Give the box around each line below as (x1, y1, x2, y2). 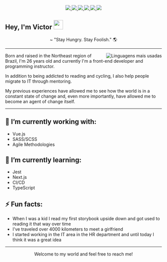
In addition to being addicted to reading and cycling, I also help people (5, 73, 149, 79)
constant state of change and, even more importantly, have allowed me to (5, 93, 156, 99)
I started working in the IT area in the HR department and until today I (12, 232, 154, 238)
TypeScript (12, 185, 35, 191)
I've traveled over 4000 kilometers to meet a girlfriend (12, 226, 123, 232)
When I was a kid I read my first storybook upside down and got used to (12, 216, 160, 222)
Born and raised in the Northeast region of (5, 52, 92, 59)
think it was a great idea (12, 237, 62, 243)
